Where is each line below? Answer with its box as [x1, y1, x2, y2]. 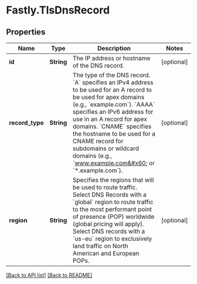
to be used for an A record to [72, 86, 152, 94]
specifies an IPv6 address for [72, 108, 154, 116]
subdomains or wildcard [72, 144, 140, 153]
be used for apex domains [72, 93, 145, 101]
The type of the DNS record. [72, 71, 151, 79]
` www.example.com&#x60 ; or [72, 159, 155, 167]
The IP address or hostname [72, 54, 151, 62]
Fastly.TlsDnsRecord [6, 4, 110, 17]
